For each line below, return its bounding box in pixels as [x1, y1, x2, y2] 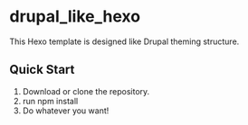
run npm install [22, 95, 79, 106]
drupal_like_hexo [9, 6, 141, 27]
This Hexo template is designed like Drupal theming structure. [9, 36, 240, 47]
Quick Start [9, 62, 75, 77]
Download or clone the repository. [22, 85, 150, 96]
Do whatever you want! [22, 105, 110, 116]
